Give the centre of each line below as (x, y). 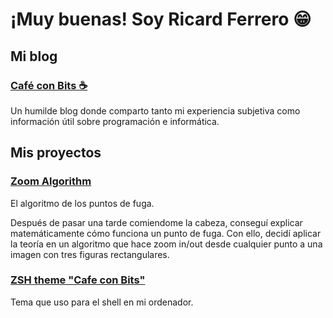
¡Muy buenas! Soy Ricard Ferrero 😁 (161, 19)
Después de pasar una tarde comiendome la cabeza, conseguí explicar (156, 222)
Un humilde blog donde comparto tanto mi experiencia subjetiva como (155, 110)
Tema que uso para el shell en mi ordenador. (102, 302)
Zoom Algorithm (51, 181)
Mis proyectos (56, 153)
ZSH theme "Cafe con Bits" (78, 280)
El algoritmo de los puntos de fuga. (82, 203)
